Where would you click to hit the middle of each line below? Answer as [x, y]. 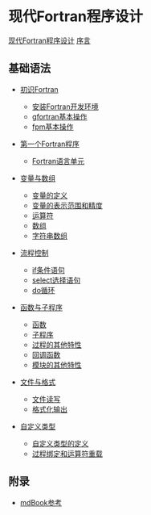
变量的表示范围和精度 [67, 205]
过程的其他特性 [57, 345]
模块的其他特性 [57, 365]
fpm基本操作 [53, 127]
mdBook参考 [41, 502]
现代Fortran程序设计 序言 [49, 40]
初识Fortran [39, 89]
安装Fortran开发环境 [65, 107]
